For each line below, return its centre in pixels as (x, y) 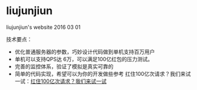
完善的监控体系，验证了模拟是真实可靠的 (64, 66)
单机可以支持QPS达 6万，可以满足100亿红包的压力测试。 (84, 59)
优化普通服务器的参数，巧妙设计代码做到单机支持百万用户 (85, 52)
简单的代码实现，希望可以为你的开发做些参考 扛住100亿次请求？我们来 (100, 74)
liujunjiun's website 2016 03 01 (43, 27)
